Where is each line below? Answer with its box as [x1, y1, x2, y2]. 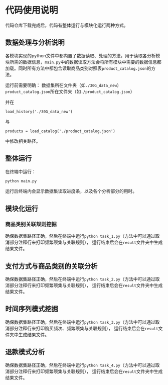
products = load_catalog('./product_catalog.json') [5, 129, 115, 134]
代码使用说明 [5, 5, 59, 16]
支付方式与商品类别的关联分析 [5, 262, 98, 270]
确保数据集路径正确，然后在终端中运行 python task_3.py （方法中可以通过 [5, 319, 155, 325]
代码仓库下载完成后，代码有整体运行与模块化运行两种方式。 [5, 22, 128, 28]
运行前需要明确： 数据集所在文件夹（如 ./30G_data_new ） [5, 82, 122, 88]
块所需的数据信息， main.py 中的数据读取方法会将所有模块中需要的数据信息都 [5, 59, 162, 65]
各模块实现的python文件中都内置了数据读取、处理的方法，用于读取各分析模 [5, 52, 160, 58]
